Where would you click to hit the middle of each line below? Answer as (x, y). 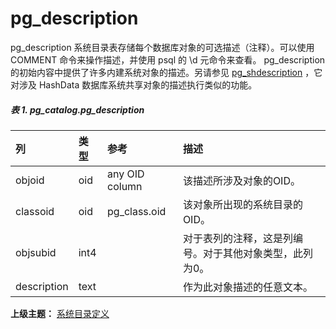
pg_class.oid (137, 211)
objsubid (36, 252)
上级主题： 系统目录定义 (60, 313)
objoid (30, 180)
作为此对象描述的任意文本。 (247, 287)
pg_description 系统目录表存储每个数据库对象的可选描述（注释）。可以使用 (162, 47)
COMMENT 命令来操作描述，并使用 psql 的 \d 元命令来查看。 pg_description (168, 59)
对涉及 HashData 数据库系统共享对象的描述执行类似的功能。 (134, 84)
